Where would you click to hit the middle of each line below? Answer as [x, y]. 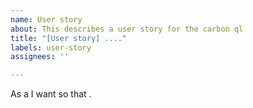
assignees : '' [40, 57]
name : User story [46, 19]
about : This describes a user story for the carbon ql [127, 29]
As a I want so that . [51, 94]
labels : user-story [51, 47]
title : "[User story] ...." [69, 38]
